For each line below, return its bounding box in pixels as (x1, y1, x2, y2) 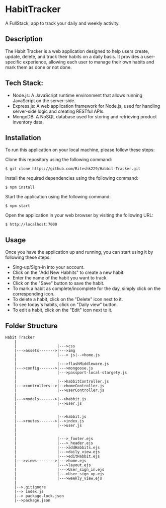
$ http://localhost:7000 (5, 222, 57, 227)
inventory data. (12, 119, 44, 125)
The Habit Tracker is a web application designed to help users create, (5, 48, 149, 54)
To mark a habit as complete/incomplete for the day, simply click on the (12, 285, 161, 292)
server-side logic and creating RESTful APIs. (12, 108, 105, 114)
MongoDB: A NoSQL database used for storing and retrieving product (12, 113, 157, 119)
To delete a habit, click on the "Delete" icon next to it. (12, 296, 123, 303)
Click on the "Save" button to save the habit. (12, 280, 105, 286)
